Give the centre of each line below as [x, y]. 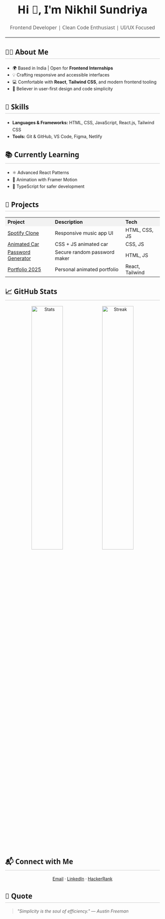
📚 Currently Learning [42, 155]
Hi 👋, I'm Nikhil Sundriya [82, 9]
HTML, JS [137, 255]
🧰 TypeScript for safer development [48, 186]
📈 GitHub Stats [31, 291]
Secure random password [84, 252]
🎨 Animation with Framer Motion [45, 179]
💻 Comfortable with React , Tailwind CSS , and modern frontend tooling [84, 82]
